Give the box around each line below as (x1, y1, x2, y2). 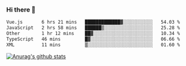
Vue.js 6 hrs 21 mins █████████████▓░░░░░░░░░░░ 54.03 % (6, 19, 181, 25)
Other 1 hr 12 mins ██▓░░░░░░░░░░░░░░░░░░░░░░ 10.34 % (6, 30, 181, 37)
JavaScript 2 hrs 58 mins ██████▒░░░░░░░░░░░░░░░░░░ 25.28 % (6, 25, 181, 31)
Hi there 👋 (6, 5, 36, 14)
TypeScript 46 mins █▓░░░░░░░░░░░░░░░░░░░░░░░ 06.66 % (6, 36, 181, 42)
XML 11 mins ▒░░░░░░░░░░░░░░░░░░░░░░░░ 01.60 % (6, 42, 181, 48)
